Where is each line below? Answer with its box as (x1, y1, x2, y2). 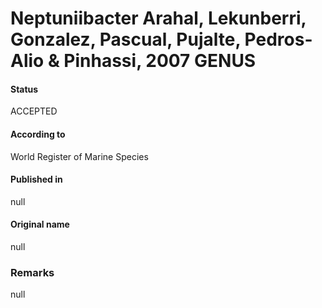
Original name (10, 218, 70, 231)
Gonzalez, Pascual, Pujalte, (10, 28, 241, 51)
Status (10, 83, 39, 95)
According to (10, 128, 66, 140)
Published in (10, 173, 63, 186)
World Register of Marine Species (10, 150, 149, 162)
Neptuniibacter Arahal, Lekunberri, (10, 7, 307, 30)
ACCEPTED (10, 105, 58, 117)
